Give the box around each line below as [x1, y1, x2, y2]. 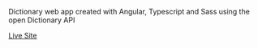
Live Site [8, 31, 37, 40]
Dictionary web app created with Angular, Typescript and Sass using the [8, 7, 250, 16]
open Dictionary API [8, 15, 75, 25]
